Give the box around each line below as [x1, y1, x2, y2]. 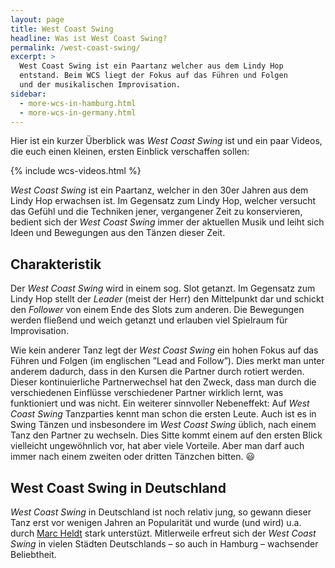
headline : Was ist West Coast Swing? [10, 33, 168, 43]
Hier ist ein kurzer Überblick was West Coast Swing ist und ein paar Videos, [10, 135, 323, 147]
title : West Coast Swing [10, 24, 114, 34]
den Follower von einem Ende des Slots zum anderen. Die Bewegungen [10, 304, 305, 316]
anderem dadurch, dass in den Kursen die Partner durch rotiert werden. [10, 366, 305, 378]
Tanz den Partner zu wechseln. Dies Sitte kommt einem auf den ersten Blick [10, 429, 323, 441]
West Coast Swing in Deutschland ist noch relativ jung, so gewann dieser [10, 506, 312, 518]
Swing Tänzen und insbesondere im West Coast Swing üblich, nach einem [10, 419, 317, 431]
